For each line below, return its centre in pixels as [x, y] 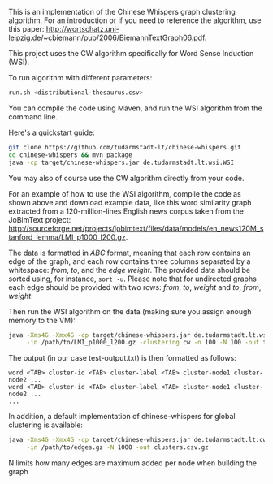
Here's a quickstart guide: [52, 132]
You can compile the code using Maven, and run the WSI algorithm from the [135, 108]
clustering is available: [46, 425]
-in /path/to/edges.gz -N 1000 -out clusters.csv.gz [117, 447]
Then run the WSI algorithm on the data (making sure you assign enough [130, 311]
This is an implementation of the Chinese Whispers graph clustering [122, 12]
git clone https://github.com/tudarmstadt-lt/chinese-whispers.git [125, 147]
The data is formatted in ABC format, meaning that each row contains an [130, 253]
